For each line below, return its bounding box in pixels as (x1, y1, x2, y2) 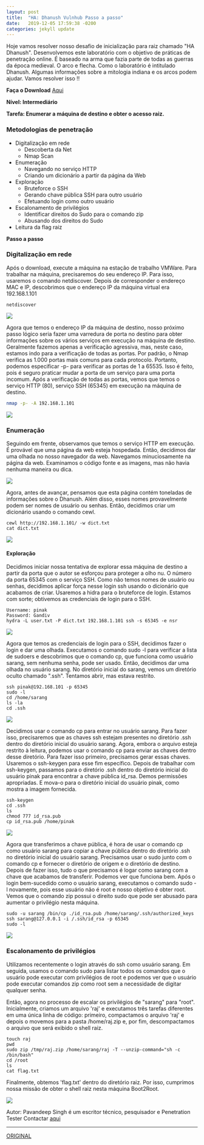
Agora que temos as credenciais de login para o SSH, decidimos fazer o (6, 640, 186, 647)
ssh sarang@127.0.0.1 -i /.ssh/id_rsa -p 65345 (6, 916, 129, 922)
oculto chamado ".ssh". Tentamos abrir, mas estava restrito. (6, 672, 156, 680)
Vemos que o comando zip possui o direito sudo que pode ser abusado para (6, 893, 198, 900)
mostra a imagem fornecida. (6, 785, 77, 793)
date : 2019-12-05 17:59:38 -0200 (6, 20, 97, 26)
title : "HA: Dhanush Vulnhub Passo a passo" (6, 15, 123, 21)
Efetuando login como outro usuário (24, 197, 114, 204)
